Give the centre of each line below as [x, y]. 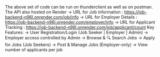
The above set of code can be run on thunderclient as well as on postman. [79, 7]
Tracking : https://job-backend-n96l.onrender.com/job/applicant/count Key [80, 27]
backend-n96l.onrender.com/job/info [42, 17]
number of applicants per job [34, 50]
